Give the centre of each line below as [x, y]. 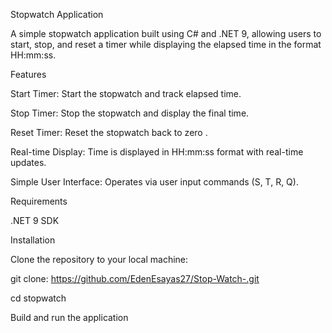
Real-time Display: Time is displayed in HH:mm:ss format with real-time [157, 152]
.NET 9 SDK [35, 220]
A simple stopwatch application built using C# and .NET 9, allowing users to [166, 33]
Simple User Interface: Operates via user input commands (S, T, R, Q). [154, 182]
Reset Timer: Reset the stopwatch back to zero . [109, 132]
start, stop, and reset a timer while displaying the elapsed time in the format [166, 44]
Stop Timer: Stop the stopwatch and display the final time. [130, 113]
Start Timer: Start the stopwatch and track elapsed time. [126, 93]
